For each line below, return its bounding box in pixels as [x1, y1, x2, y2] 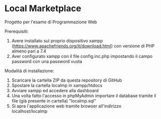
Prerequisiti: [4, 28, 29, 34]
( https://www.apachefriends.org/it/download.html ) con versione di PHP [11, 43, 155, 49]
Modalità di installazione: [4, 68, 54, 73]
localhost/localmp [11, 108, 48, 114]
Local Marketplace [4, 3, 81, 14]
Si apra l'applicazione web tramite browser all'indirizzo [11, 103, 122, 109]
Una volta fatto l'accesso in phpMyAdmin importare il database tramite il [11, 93, 157, 99]
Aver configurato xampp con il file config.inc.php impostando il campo [11, 53, 153, 59]
